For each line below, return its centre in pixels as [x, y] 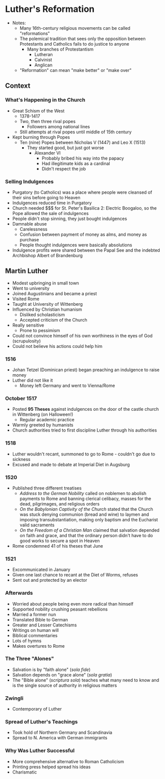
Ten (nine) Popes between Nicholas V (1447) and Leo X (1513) [82, 142]
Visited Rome [26, 299]
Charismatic [24, 772]
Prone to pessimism [40, 330]
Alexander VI [47, 153]
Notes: [19, 23]
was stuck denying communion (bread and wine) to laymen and [84, 514]
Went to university [31, 288]
